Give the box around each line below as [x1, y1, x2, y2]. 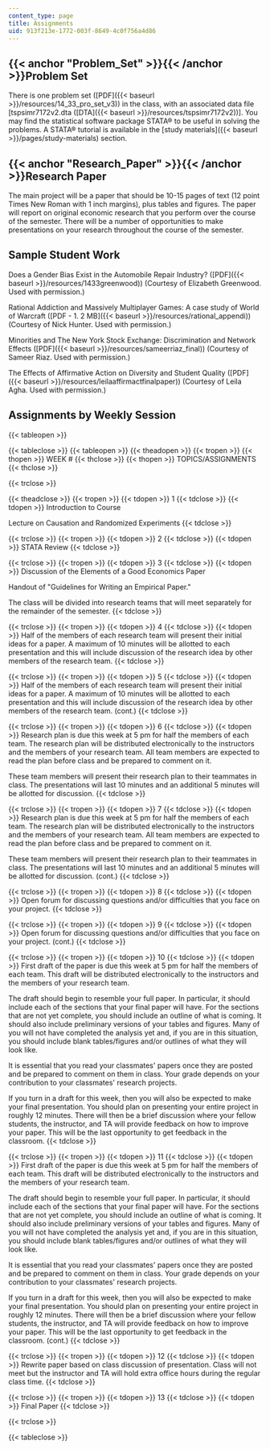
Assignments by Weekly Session [8, 409, 177, 422]
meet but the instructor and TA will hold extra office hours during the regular [8, 1368, 261, 1378]
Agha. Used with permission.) [8, 384, 107, 395]
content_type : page [8, 11, 74, 20]
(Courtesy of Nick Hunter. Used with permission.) [8, 319, 172, 329]
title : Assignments [8, 19, 74, 27]
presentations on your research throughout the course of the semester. [8, 225, 244, 235]
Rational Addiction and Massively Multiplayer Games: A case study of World [8, 302, 260, 312]
